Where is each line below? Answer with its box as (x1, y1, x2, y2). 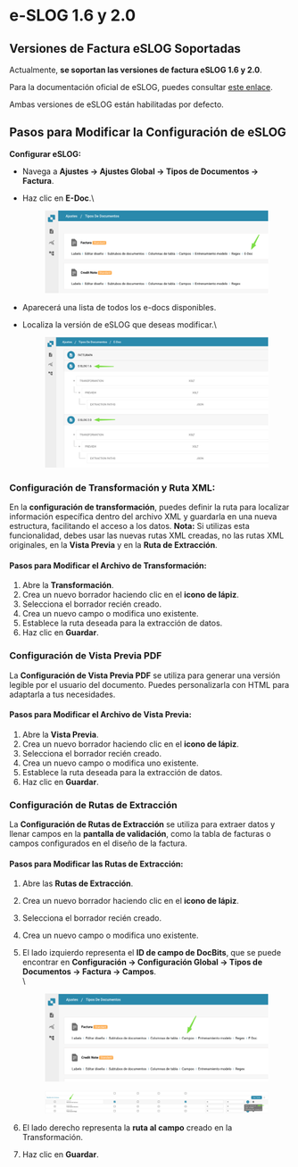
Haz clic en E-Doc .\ (21, 193, 95, 203)
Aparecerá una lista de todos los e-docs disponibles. (21, 302, 217, 313)
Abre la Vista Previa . (21, 729, 99, 740)
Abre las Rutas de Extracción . (21, 878, 134, 889)
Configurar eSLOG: (9, 148, 82, 159)
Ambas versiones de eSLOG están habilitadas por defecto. (9, 99, 225, 110)
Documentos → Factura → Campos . (21, 966, 157, 977)
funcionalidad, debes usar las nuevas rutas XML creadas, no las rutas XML (9, 530, 285, 541)
